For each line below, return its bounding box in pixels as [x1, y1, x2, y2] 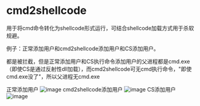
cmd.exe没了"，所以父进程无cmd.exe [6, 73, 100, 80]
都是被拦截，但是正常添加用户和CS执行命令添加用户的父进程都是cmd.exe [6, 58, 190, 65]
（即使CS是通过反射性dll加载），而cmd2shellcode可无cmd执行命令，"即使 [6, 65, 192, 73]
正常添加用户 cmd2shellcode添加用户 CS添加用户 [6, 85, 176, 93]
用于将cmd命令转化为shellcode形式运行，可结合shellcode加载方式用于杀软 [6, 24, 195, 31]
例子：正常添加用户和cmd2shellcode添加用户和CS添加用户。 [6, 45, 160, 52]
